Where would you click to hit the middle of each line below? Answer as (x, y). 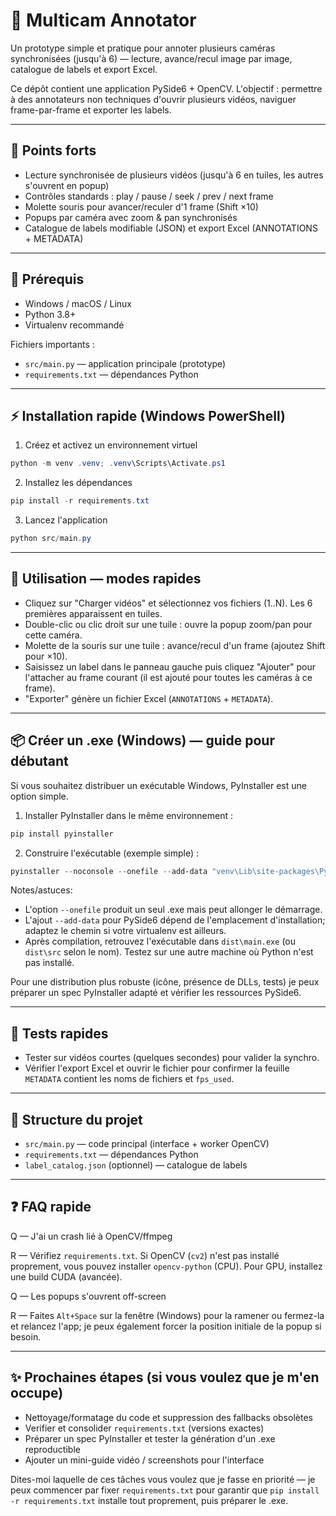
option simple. (39, 796)
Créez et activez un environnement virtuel (111, 445)
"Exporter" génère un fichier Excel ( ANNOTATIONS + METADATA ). (149, 698)
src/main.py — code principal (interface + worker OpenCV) (147, 1143)
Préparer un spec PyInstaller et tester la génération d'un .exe (150, 1438)
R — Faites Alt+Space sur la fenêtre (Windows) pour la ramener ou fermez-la (167, 1315)
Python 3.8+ (50, 314)
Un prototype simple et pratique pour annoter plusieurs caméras (143, 48)
